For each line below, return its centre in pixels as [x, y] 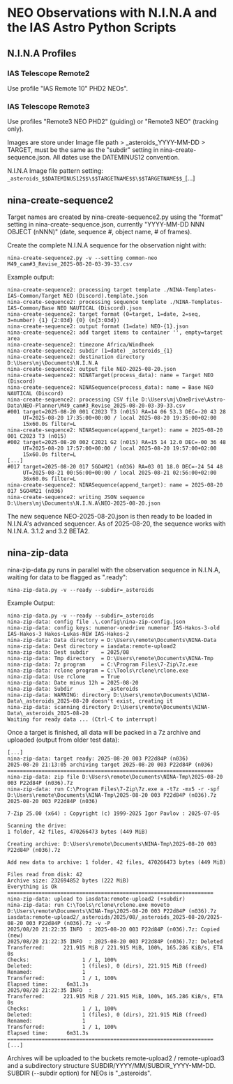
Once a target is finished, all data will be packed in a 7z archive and [104, 732]
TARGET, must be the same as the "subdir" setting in [83, 150]
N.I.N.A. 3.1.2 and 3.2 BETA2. [49, 530]
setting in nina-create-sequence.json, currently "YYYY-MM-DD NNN [106, 224]
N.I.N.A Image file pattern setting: [55, 171]
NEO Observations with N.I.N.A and [112, 13]
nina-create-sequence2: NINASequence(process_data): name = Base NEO [111, 387]
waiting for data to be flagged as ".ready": [67, 577]
